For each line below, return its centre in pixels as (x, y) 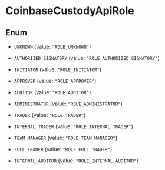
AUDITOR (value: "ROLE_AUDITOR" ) (52, 92)
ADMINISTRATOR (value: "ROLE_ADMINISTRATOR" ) (68, 104)
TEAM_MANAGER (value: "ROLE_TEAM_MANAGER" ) (66, 138)
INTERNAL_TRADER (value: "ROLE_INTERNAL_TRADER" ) (74, 126)
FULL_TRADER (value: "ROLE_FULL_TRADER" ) (63, 149)
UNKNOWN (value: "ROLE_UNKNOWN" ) (52, 46)
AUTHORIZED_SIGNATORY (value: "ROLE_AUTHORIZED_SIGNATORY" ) (87, 58)
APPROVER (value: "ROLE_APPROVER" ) (55, 81)
